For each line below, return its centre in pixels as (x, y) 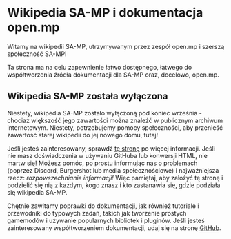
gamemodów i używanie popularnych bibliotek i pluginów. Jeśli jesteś (106, 220)
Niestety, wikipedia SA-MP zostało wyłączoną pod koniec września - (104, 113)
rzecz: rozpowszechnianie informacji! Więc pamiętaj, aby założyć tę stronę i (115, 178)
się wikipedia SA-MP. (37, 192)
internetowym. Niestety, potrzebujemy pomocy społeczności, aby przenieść (115, 127)
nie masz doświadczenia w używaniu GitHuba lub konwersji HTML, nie (108, 155)
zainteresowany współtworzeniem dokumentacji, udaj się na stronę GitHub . (114, 228)
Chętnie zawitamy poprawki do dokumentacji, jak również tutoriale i (103, 206)
